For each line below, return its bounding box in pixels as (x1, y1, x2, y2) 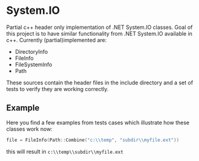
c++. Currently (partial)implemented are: (6, 36, 107, 43)
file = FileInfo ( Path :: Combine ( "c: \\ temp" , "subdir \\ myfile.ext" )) (6, 137, 180, 143)
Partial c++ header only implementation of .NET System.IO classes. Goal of (6, 24, 193, 31)
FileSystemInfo (14, 61, 52, 68)
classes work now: (6, 125, 53, 133)
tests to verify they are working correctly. (6, 85, 109, 92)
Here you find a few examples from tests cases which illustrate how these (6, 119, 190, 126)
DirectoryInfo (14, 48, 48, 55)
